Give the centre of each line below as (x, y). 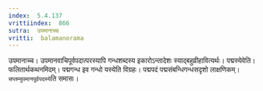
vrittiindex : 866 (39, 23)
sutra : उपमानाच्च (34, 30)
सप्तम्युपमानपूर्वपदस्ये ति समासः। (44, 79)
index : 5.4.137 (35, 16)
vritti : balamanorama (46, 38)
